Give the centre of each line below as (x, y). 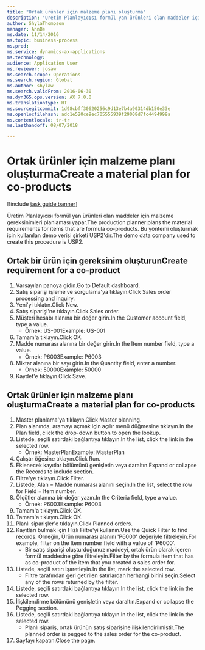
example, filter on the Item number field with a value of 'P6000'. (96, 543)
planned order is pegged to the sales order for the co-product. (103, 634)
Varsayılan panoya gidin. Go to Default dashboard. (78, 285)
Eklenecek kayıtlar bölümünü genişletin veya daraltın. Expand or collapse (106, 465)
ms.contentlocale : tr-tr (38, 120)
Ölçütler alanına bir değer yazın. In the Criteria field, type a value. (96, 497)
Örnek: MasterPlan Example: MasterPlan (75, 452)
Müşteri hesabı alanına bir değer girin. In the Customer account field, (101, 318)
